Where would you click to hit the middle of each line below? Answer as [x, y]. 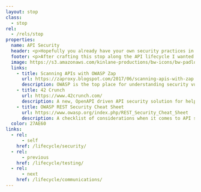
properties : [20, 40]
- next [30, 174]
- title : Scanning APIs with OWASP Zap [66, 73]
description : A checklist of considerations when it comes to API [106, 118]
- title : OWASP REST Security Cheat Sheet [70, 107]
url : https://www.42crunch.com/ [62, 96]
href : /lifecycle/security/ [51, 146]
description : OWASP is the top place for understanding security [105, 85]
